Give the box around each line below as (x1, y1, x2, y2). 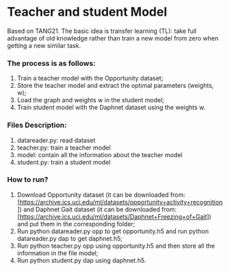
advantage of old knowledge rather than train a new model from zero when (7, 34, 219, 42)
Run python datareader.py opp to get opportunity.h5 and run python (16, 227, 209, 235)
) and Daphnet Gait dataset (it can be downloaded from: (19, 205, 177, 213)
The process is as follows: (7, 58, 96, 68)
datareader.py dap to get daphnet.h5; (16, 234, 123, 242)
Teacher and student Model (7, 4, 168, 20)
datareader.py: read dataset (16, 136, 96, 144)
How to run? (7, 175, 49, 185)
